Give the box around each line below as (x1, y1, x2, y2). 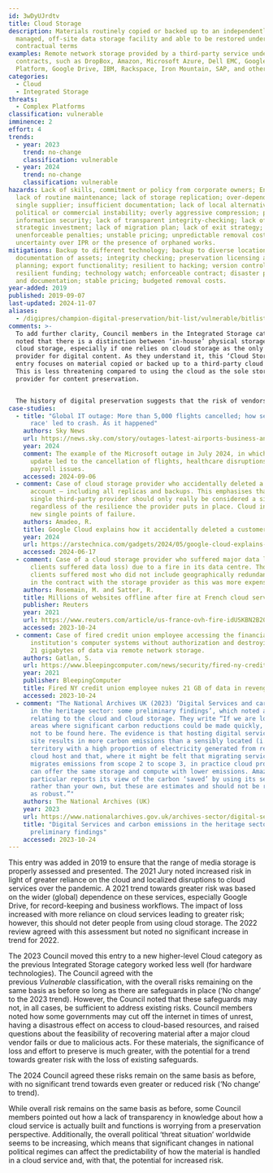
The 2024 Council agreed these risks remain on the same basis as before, (8, 1071, 257, 1080)
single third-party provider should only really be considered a (29, 495, 256, 504)
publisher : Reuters (23, 601, 89, 609)
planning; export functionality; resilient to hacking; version (15, 261, 238, 269)
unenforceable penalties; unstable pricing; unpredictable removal (15, 231, 249, 240)
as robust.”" (29, 790, 75, 798)
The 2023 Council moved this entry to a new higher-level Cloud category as (8, 951, 262, 961)
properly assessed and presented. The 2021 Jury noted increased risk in (8, 866, 252, 876)
